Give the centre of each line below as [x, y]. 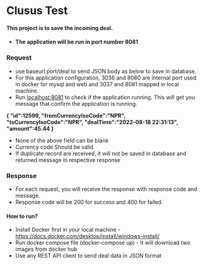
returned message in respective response [68, 160]
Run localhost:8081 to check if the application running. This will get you [105, 97]
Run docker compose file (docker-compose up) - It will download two [103, 243]
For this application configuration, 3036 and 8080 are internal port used [106, 78]
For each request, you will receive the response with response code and [106, 189]
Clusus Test [37, 11]
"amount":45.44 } [30, 129]
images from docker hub [46, 249]
